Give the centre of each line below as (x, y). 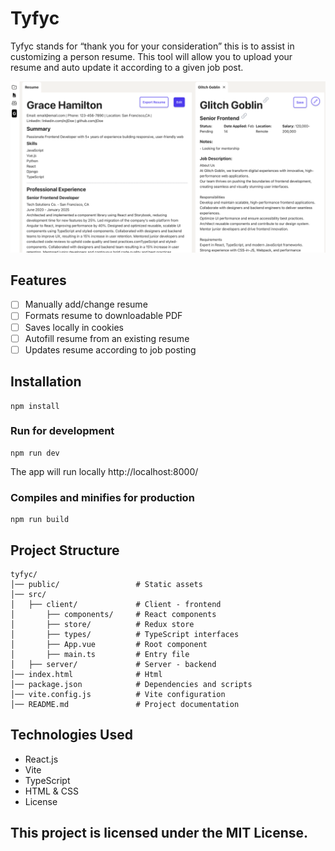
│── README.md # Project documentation (125, 704)
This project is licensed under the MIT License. (159, 833)
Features (38, 280)
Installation (46, 382)
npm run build (40, 520)
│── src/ (28, 594)
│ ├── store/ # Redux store (102, 624)
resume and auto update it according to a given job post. (127, 67)
